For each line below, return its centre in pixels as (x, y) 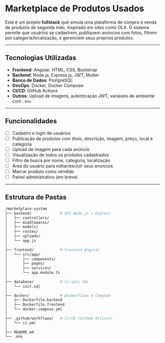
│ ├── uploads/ (23, 236)
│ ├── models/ (22, 227)
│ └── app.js (21, 241)
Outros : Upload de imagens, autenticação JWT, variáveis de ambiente (83, 96)
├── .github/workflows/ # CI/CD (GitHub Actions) (59, 318)
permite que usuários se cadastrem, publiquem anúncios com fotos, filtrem (81, 32)
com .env (22, 101)
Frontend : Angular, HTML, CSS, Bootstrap (55, 70)
